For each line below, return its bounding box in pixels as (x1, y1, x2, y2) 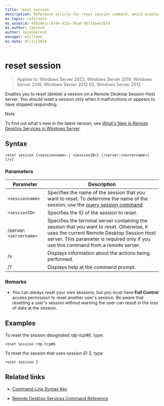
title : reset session (5, 7, 49, 12)
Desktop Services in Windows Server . (5, 125, 81, 131)
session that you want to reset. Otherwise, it (47, 223, 148, 230)
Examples (5, 319, 36, 328)
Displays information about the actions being (47, 249, 150, 256)
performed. (47, 255, 73, 262)
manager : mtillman (5, 35, 42, 40)
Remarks (5, 278, 27, 285)
